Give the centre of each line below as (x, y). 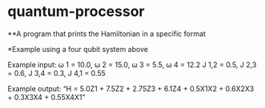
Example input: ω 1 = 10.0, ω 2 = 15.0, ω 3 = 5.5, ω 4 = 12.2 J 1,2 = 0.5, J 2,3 (132, 64)
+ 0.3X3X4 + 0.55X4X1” (46, 97)
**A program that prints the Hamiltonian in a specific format (106, 34)
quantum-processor (76, 12)
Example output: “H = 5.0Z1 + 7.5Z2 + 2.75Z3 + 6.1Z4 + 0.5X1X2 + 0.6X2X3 (131, 88)
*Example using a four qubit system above (78, 49)
